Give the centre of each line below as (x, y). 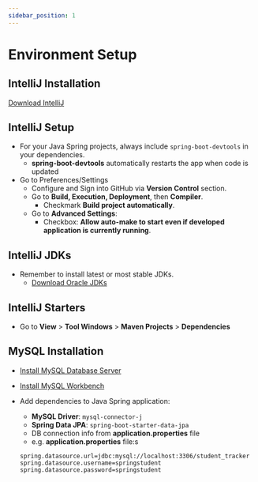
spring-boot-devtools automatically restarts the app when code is (140, 164)
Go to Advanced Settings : (74, 213)
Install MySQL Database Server (70, 370)
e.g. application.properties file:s (85, 441)
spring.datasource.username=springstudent (90, 463)
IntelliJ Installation (54, 84)
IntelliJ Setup (41, 128)
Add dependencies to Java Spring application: (95, 401)
